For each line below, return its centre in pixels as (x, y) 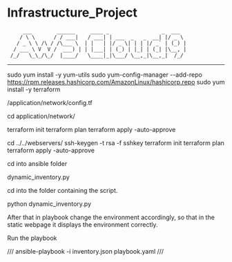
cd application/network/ (41, 116)
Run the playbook (32, 238)
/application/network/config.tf (50, 102)
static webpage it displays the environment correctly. (83, 224)
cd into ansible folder (37, 163)
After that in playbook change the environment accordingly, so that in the (111, 217)
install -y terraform (34, 89)
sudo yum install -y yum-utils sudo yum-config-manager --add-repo (105, 75)
